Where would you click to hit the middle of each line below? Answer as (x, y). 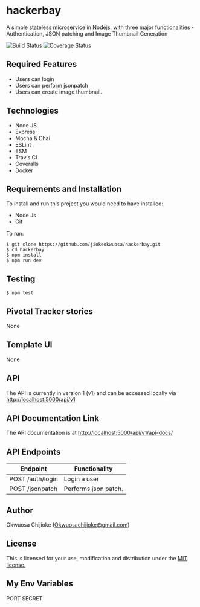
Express (25, 132)
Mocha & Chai (32, 138)
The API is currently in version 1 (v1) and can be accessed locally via (91, 393)
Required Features (42, 64)
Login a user (82, 479)
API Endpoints (34, 451)
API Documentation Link (53, 418)
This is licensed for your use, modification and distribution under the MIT (97, 558)
